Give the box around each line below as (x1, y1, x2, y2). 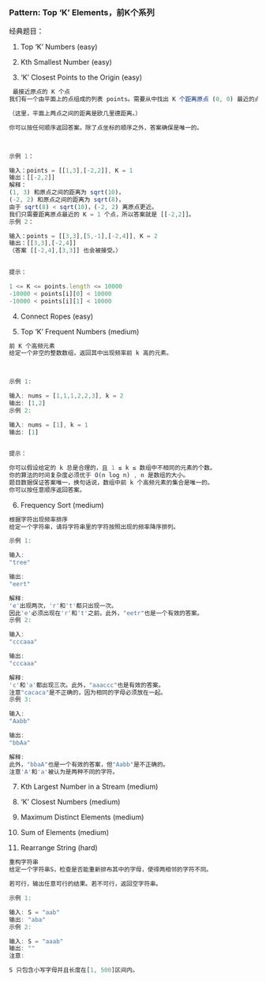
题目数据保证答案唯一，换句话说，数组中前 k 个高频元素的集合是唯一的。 (9, 479, 214, 487)
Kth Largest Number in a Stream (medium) (20, 782, 159, 792)
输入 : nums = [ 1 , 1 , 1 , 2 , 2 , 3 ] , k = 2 (9, 392, 124, 400)
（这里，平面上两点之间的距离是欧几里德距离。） (9, 110, 141, 117)
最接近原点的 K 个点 (12, 88, 70, 96)
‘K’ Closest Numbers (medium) (20, 797, 121, 807)
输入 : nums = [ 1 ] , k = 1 (9, 420, 88, 429)
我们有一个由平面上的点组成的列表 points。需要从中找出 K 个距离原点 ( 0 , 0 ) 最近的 (9, 95, 255, 103)
